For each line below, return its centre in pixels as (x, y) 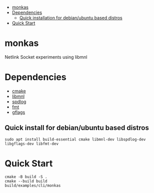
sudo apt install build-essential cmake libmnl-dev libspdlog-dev (75, 139)
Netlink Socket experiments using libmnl (46, 57)
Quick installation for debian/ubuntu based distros (71, 18)
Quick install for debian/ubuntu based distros (77, 128)
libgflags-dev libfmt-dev (31, 144)
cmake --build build (26, 181)
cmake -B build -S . (26, 177)
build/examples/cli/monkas (33, 186)
